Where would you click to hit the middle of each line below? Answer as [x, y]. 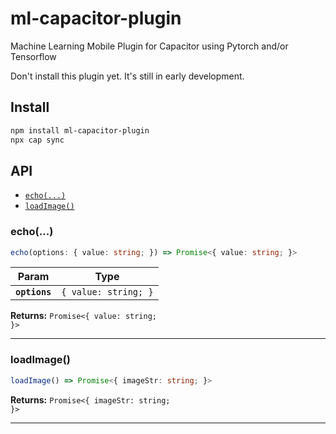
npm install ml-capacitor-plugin [80, 130]
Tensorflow [33, 56]
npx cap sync [37, 140]
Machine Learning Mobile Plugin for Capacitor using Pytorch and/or [149, 46]
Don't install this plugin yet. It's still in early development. [127, 76]
